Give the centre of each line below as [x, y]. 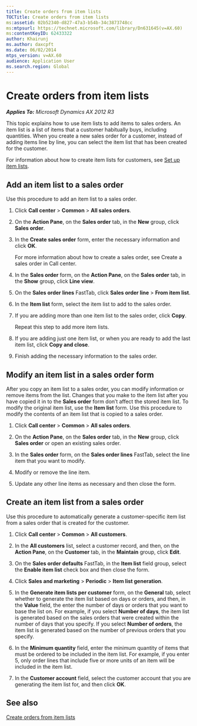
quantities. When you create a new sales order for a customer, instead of [94, 136]
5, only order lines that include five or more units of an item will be [95, 660]
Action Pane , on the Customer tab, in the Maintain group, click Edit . [98, 552]
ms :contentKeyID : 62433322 [39, 34]
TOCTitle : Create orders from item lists [58, 17]
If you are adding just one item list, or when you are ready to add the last [102, 339]
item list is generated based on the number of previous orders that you [100, 630]
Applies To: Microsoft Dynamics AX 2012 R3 [60, 112]
